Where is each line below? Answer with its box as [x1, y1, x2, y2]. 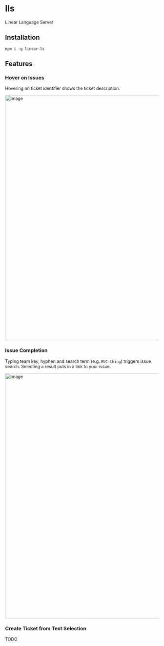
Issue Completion [5, 347, 48, 354]
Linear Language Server [5, 19, 54, 25]
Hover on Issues [5, 75, 44, 81]
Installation [5, 33, 40, 42]
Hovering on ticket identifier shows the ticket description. [5, 85, 121, 91]
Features [5, 60, 33, 68]
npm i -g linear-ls [5, 46, 45, 51]
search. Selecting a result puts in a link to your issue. [5, 363, 111, 369]
